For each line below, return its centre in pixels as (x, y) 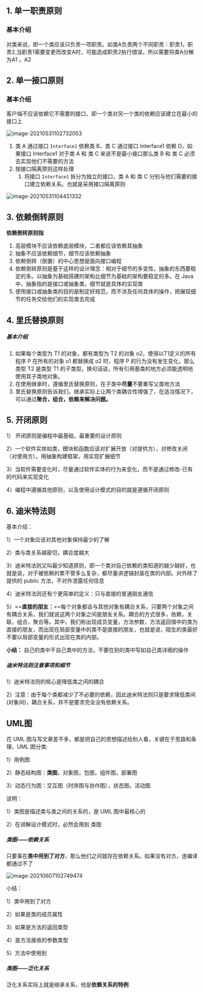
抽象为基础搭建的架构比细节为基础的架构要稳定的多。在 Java (118, 277)
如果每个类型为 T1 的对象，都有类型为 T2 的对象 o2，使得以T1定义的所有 (105, 353)
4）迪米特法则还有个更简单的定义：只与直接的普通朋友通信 (80, 594)
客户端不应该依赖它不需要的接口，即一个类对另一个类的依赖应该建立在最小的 (102, 114)
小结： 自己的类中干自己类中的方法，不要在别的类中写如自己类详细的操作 (97, 650)
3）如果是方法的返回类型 (37, 927)
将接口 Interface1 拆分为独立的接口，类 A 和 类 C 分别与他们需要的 (108, 177)
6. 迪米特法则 (31, 511)
